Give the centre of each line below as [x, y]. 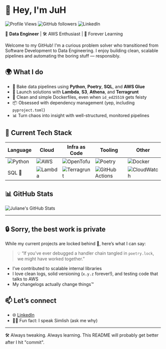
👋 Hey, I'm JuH [36, 10]
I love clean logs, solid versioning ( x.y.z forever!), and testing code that [85, 274]
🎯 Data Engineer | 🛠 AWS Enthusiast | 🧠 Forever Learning [64, 34]
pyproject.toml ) [29, 110]
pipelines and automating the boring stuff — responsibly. [63, 56]
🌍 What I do [24, 72]
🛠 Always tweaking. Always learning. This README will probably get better [82, 335]
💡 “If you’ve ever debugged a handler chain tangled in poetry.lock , [85, 253]
